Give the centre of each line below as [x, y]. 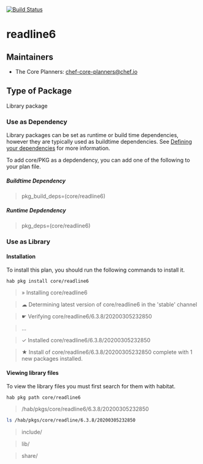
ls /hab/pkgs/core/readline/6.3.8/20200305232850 [71, 420]
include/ [32, 432]
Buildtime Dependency [36, 181]
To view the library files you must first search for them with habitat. [91, 387]
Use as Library [28, 242]
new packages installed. [52, 359]
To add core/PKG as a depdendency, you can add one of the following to [98, 160]
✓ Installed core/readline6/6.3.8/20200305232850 [86, 340]
